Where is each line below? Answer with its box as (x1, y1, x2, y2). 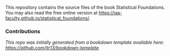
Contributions (5, 27, 41, 35)
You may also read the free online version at (5, 10, 98, 16)
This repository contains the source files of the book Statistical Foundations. (5, 5, 165, 10)
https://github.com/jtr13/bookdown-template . (5, 45, 100, 51)
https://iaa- (98, 10, 122, 16)
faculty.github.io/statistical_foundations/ (5, 15, 90, 21)
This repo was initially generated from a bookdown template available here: (5, 39, 164, 45)
